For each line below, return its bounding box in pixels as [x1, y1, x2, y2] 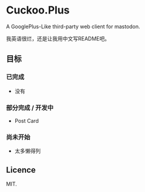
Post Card [14, 117, 39, 124]
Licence [6, 165, 36, 175]
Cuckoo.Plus [6, 4, 70, 17]
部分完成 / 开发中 [6, 103, 54, 112]
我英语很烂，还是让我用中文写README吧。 [6, 35, 110, 42]
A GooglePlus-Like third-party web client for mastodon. [6, 23, 140, 30]
